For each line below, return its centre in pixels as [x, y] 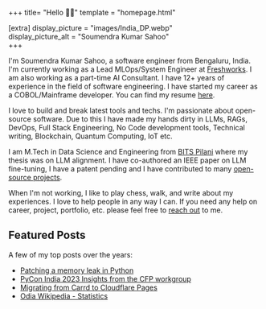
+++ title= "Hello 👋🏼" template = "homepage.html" [92, 12]
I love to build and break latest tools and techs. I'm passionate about [121, 110]
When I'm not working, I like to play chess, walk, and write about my [121, 193]
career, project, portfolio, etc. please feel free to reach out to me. [116, 210]
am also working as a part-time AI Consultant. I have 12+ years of [117, 78]
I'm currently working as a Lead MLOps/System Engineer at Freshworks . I [130, 69]
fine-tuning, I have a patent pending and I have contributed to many [120, 169]
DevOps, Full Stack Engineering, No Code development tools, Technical [127, 128]
